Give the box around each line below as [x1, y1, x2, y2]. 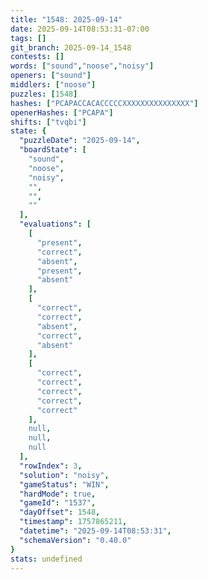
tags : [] [10, 33, 47, 43]
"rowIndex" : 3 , [19, 461, 83, 471]
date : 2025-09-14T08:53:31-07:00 [10, 24, 150, 34]
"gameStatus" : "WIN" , [19, 479, 110, 490]
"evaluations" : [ [19, 219, 92, 230]
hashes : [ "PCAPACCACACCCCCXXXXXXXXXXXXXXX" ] [10, 98, 199, 108]
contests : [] [10, 52, 65, 62]
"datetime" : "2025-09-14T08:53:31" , [19, 526, 172, 536]
